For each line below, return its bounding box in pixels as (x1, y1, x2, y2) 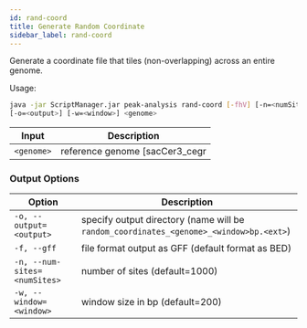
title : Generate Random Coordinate (9, 22, 145, 31)
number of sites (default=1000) (80, 265, 218, 278)
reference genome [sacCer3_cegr (60, 145, 207, 158)
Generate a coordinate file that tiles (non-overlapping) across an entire (9, 56, 276, 67)
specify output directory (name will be (80, 214, 245, 227)
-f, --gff (14, 243, 57, 254)
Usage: (9, 83, 37, 94)
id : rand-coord (9, 13, 68, 23)
